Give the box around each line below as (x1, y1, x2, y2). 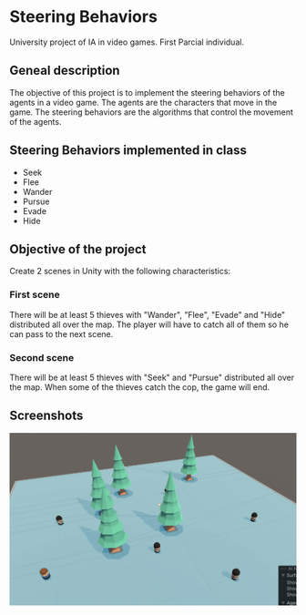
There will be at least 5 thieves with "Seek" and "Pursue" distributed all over (9, 372, 294, 383)
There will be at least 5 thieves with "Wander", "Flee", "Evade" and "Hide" (9, 309, 286, 320)
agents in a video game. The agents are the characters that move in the (9, 97, 278, 108)
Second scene (9, 351, 75, 364)
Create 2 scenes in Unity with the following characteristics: (9, 266, 230, 277)
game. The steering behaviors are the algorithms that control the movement (9, 107, 293, 118)
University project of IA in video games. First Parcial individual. (9, 36, 244, 47)
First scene (9, 289, 61, 302)
